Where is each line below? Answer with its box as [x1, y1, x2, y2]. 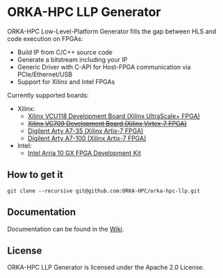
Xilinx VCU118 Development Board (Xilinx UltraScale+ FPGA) [27, 112, 200, 120]
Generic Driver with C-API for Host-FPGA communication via [17, 63, 191, 71]
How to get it [7, 169, 64, 181]
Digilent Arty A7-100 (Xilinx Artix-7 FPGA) [27, 133, 147, 142]
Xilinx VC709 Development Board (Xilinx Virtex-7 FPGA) [27, 119, 188, 127]
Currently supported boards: [7, 91, 89, 99]
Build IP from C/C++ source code [17, 48, 113, 56]
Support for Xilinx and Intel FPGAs [17, 77, 115, 85]
